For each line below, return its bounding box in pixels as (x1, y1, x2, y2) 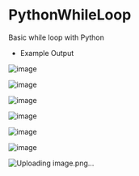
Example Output (19, 48, 74, 58)
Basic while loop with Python (8, 32, 105, 42)
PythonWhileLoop (8, 6, 132, 24)
